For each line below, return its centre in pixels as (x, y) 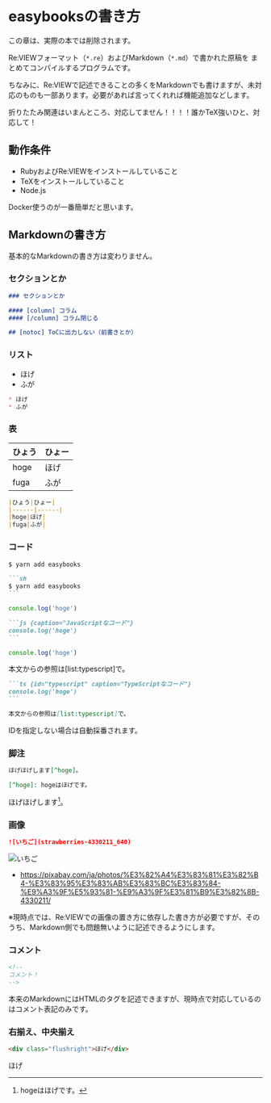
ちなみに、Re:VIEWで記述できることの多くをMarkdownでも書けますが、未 (132, 85)
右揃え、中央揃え (42, 1032)
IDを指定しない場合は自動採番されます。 (75, 730)
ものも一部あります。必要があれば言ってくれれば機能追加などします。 (138, 94)
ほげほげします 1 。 (38, 801)
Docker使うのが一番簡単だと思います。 (73, 207)
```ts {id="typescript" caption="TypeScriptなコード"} (100, 684)
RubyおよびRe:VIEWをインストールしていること (99, 171)
